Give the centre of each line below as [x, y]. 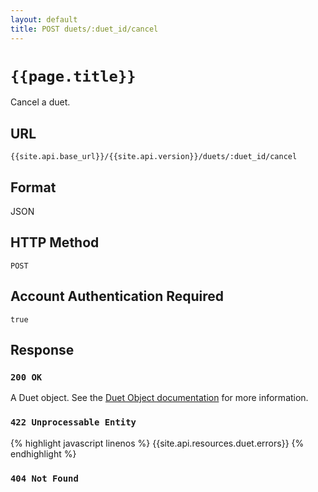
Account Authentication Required [117, 296]
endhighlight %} [43, 453]
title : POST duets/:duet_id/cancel [84, 29]
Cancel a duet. [40, 102]
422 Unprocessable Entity [73, 422]
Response [42, 350]
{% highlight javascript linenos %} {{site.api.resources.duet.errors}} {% [157, 443]
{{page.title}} [73, 76]
